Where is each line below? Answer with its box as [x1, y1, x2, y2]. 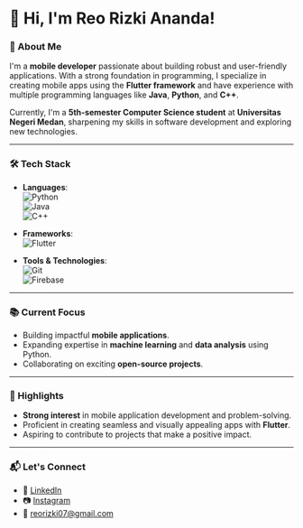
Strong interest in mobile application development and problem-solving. [22, 410, 292, 421]
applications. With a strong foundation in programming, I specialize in [9, 70, 267, 81]
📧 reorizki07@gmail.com [22, 507, 115, 518]
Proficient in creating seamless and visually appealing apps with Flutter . [22, 420, 291, 431]
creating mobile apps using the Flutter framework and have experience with [9, 80, 294, 91]
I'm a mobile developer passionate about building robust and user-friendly [9, 60, 287, 71]
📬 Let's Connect [9, 460, 86, 473]
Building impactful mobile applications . [22, 329, 170, 341]
